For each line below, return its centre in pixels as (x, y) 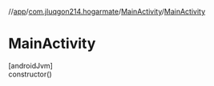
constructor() (30, 74)
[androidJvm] (31, 65)
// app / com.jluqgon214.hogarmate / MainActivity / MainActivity (107, 12)
